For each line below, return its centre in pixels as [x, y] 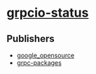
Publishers [30, 39]
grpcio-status [48, 13]
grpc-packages [39, 63]
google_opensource [46, 55]
